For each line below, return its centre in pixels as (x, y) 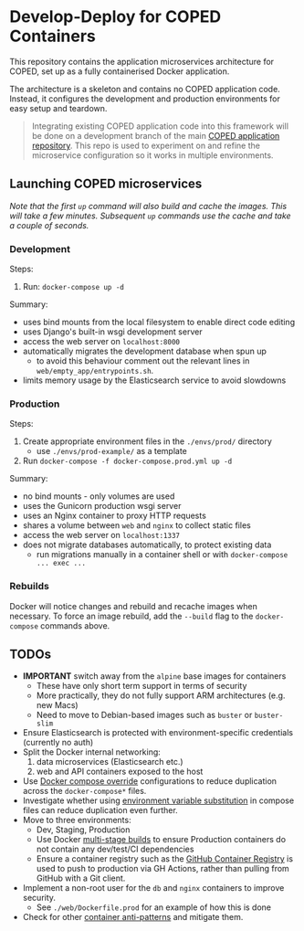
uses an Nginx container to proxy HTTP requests (115, 516)
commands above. (75, 625)
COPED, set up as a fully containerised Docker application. (120, 71)
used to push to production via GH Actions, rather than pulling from (162, 869)
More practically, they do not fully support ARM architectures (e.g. (161, 695)
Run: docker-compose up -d (73, 287)
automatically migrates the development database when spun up (144, 351)
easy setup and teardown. (58, 108)
